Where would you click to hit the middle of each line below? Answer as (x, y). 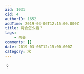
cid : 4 (12, 14)
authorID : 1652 (21, 19)
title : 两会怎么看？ (24, 28)
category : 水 (18, 51)
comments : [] (19, 42)
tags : (11, 33)
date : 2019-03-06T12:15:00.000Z (39, 47)
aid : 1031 (15, 10)
